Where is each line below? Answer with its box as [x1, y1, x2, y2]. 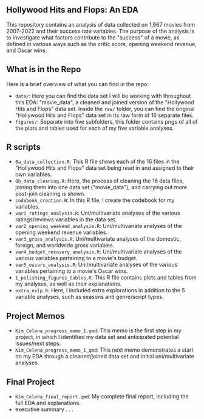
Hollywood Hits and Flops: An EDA [6, 5, 138, 15]
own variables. [15, 171, 52, 178]
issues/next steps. [15, 340, 61, 347]
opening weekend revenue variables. [15, 229, 108, 236]
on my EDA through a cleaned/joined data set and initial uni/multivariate [15, 353, 194, 360]
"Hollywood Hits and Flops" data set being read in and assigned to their [15, 164, 194, 172]
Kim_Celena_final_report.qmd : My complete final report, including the [15, 393, 189, 400]
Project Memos [6, 310, 65, 321]
